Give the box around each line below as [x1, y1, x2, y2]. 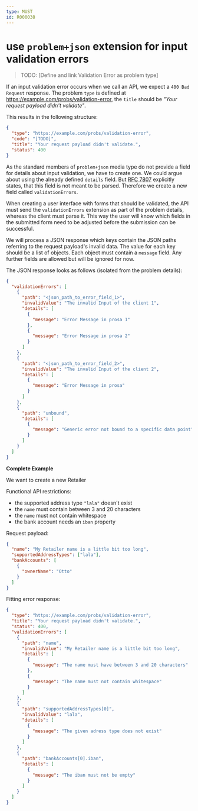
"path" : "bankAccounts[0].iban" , [21, 755, 104, 762]
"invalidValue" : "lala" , [21, 712, 83, 718]
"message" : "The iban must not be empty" [32, 772, 136, 778]
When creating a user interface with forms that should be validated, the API [6, 199, 189, 207]
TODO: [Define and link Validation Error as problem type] [20, 72, 159, 79]
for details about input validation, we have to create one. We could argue [6, 169, 183, 176]
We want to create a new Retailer [6, 476, 87, 483]
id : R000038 [6, 14, 35, 20]
